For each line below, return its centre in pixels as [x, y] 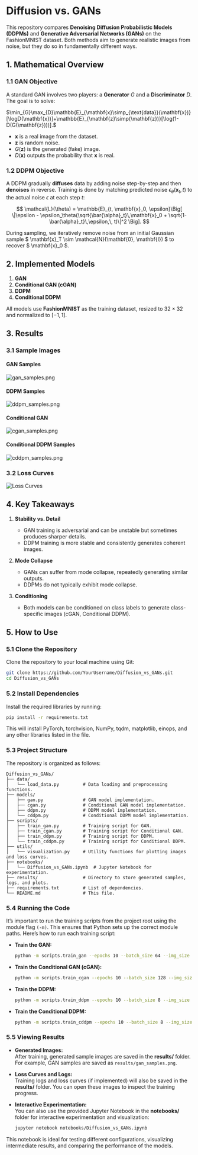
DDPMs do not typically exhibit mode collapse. [80, 585]
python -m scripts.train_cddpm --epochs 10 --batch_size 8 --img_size [103, 1022]
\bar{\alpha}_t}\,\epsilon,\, [81, 221]
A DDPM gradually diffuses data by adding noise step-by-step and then [94, 183]
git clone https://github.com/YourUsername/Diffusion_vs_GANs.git [90, 673]
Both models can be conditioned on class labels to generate [96, 607]
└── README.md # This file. [61, 893]
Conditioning [31, 596]
